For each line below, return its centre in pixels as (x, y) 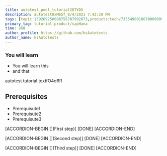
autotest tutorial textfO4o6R (34, 81)
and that (21, 71)
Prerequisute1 (26, 108)
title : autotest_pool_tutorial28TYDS (44, 10)
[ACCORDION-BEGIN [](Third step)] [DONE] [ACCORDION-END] (71, 148)
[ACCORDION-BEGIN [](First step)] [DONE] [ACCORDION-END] (70, 129)
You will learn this (30, 66)
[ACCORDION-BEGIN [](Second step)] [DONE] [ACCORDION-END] (73, 138)
